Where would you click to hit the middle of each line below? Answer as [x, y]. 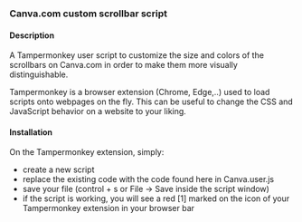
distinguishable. [39, 74]
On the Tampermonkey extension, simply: [87, 152]
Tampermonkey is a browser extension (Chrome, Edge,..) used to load [140, 92]
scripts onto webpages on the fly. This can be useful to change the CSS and [151, 101]
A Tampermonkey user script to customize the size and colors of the [137, 55]
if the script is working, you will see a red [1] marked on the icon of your [156, 198]
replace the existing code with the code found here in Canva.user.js [148, 179]
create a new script [58, 169]
